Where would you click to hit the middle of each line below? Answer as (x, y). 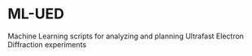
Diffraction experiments (47, 44)
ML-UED (36, 14)
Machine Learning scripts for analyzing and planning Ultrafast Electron (126, 36)
